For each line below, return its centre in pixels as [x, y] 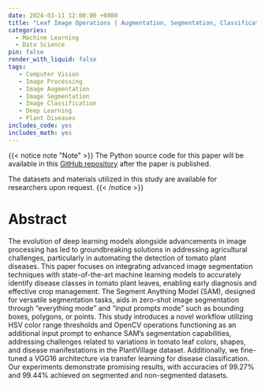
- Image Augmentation [54, 89]
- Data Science [40, 45]
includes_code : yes [40, 125]
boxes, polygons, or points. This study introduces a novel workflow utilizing [131, 316]
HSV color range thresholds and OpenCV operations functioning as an [122, 325]
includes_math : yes [40, 132]
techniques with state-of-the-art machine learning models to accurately [125, 274]
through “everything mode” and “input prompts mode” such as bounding [126, 308]
